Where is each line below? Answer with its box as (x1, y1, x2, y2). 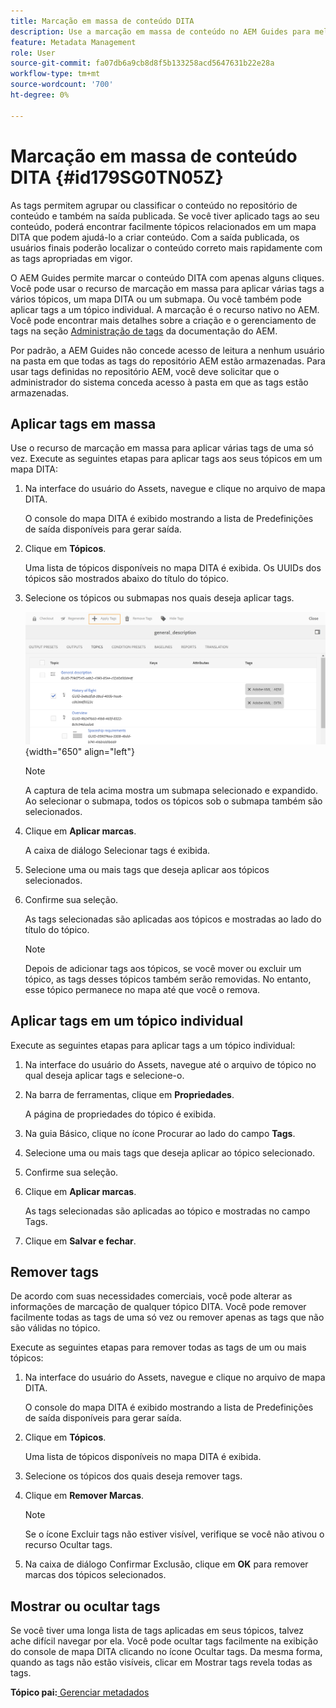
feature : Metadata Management (10, 37, 137, 47)
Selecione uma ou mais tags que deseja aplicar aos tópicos (24, 863, 270, 875)
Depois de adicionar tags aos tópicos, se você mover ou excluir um (24, 962, 302, 974)
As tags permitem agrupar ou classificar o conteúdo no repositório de (10, 199, 298, 211)
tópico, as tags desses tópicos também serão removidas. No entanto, (24, 973, 312, 985)
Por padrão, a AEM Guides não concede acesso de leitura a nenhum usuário (10, 344, 325, 356)
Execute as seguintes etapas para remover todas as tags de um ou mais (10, 1341, 307, 1354)
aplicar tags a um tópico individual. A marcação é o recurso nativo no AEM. (10, 303, 320, 315)
